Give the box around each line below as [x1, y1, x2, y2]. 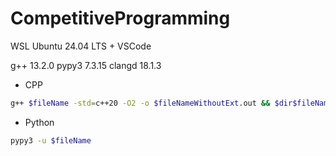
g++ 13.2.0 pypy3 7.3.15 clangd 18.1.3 [10, 59, 162, 71]
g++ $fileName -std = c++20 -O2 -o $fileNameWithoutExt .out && [10, 98, 271, 108]
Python [24, 116, 55, 128]
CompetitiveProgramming [10, 7, 231, 30]
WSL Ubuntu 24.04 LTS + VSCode [10, 40, 152, 52]
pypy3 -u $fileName [10, 135, 92, 146]
